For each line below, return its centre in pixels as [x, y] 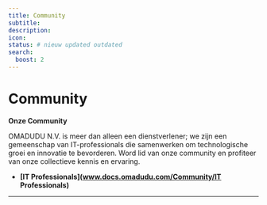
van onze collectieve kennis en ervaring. [74, 161]
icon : [17, 38]
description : [30, 30]
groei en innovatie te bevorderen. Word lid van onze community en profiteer [132, 153]
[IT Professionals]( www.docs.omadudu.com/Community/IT [120, 177]
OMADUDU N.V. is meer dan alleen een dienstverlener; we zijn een [118, 136]
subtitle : [25, 23]
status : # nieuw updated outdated [66, 45]
